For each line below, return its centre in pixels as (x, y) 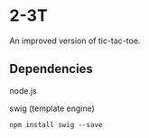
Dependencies (51, 69)
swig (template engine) (52, 108)
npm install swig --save (56, 124)
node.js (23, 90)
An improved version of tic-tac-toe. (75, 41)
